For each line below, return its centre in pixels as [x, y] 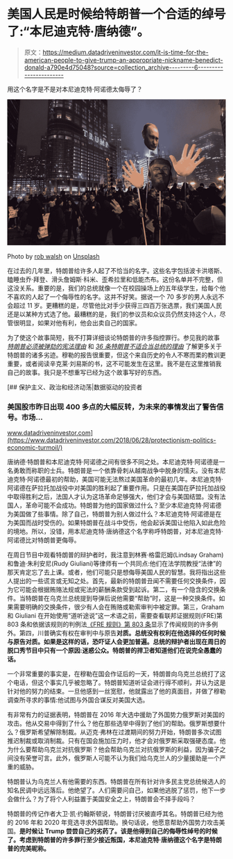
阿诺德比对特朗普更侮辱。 [44, 540]
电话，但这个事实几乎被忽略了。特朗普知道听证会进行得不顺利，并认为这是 [119, 682]
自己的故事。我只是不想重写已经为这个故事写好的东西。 [86, 372]
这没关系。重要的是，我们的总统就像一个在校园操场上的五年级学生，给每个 [113, 288]
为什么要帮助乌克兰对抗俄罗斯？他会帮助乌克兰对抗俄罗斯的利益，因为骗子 [113, 749]
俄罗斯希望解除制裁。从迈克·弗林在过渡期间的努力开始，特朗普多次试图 [120, 732]
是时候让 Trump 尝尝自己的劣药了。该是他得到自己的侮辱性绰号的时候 [119, 831]
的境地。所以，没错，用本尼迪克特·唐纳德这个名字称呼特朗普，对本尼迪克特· [115, 531]
